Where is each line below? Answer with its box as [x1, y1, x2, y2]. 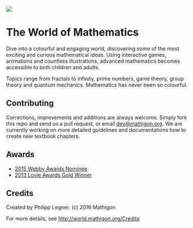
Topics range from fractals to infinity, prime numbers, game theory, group [6, 75, 184, 82]
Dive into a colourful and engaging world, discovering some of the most [6, 45, 180, 52]
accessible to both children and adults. [6, 63, 100, 70]
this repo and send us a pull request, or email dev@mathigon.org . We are [6, 120, 183, 127]
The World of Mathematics [6, 26, 139, 39]
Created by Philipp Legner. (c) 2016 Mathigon [6, 204, 116, 211]
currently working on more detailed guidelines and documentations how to [6, 126, 187, 133]
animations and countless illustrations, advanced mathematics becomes [6, 57, 181, 64]
